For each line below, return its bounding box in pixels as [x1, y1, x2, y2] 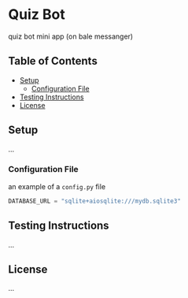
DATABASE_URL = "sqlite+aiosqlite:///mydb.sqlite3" [8, 197, 181, 205]
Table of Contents [8, 54, 98, 68]
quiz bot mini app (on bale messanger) [8, 32, 134, 41]
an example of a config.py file [8, 181, 106, 191]
